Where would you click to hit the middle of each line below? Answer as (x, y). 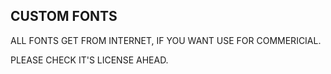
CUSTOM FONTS (64, 16)
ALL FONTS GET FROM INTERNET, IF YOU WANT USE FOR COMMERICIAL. (166, 40)
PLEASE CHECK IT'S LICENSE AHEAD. (89, 60)
